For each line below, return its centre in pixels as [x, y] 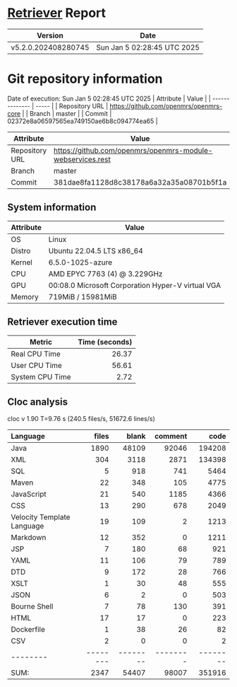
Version [50, 35]
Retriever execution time [62, 322]
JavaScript [29, 495]
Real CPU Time [36, 354]
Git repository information [85, 79]
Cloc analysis [38, 402]
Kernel [22, 262]
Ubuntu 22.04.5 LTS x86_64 [96, 250]
